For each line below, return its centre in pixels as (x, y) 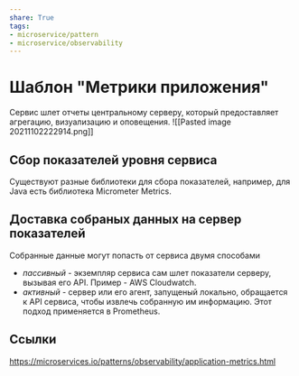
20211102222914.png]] (51, 132)
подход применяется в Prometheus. (91, 311)
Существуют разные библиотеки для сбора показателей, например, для (150, 182)
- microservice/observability (66, 43)
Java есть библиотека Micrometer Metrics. (90, 191)
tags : (19, 26)
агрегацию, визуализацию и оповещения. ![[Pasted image (121, 122)
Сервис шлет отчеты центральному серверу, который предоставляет (144, 113)
